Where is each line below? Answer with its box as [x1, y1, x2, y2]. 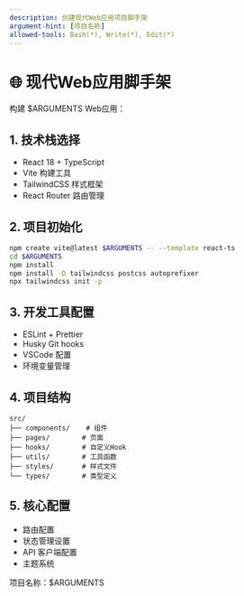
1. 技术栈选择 [9, 132, 81, 147]
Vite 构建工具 [22, 168, 72, 179]
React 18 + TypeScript [22, 157, 105, 168]
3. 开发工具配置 [9, 304, 95, 320]
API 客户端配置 [22, 546, 78, 557]
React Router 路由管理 [22, 191, 105, 201]
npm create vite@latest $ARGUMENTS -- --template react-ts [9, 243, 236, 253]
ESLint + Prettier [22, 329, 84, 340]
